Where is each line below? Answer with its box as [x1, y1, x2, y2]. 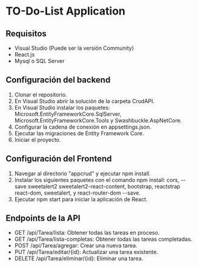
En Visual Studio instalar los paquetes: [14, 104, 110, 111]
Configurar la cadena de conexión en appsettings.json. [14, 123, 152, 130]
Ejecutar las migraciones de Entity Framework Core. [14, 129, 144, 137]
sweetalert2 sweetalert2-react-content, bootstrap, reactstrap [27, 183, 180, 190]
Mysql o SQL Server [14, 58, 65, 64]
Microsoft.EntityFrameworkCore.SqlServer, [14, 110, 122, 118]
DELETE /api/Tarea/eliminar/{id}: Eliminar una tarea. [14, 255, 144, 262]
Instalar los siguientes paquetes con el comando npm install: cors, [14, 176, 180, 183]
